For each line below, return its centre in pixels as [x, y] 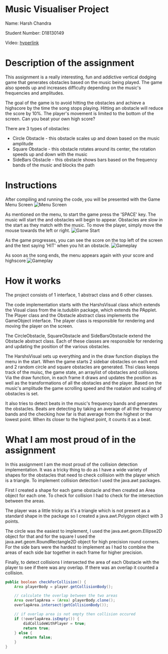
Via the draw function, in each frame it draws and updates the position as [81, 377]
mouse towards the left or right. [38, 230]
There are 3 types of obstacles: [38, 128]
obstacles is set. [22, 393]
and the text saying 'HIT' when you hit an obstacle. [58, 246]
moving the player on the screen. [39, 326]
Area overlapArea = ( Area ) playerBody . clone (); [65, 600]
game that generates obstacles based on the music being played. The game [84, 82]
